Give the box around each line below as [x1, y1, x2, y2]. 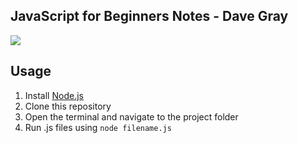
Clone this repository [24, 100, 112, 112]
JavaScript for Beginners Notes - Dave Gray [10, 8, 289, 25]
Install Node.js [24, 89, 84, 101]
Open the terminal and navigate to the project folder [24, 110, 239, 123]
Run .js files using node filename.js [24, 121, 172, 133]
